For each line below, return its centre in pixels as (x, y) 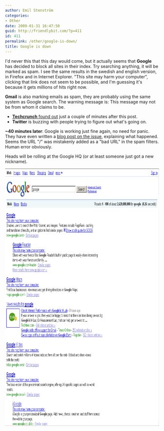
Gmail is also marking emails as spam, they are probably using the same (78, 96)
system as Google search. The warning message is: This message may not (80, 102)
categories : (17, 15)
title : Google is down (28, 47)
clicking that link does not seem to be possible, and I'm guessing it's (74, 82)
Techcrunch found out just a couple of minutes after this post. (75, 116)
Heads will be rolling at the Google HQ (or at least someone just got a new (79, 156)
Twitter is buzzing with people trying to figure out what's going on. (80, 121)
